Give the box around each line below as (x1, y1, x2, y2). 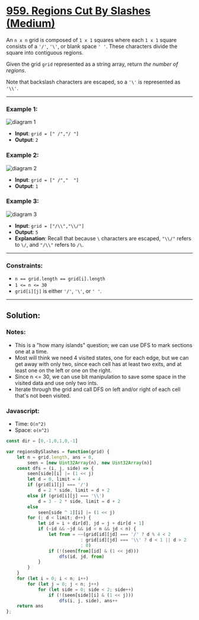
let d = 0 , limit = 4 (27, 476, 81, 482)
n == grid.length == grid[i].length (14, 276, 105, 282)
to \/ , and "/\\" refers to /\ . (14, 241, 84, 248)
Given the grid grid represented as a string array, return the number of (6, 61, 179, 68)
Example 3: (6, 197, 40, 205)
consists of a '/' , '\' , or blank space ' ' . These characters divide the (6, 43, 178, 50)
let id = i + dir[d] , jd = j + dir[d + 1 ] (37, 520, 145, 526)
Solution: (6, 310, 40, 320)
